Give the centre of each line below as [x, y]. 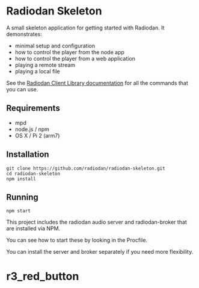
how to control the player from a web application [75, 58]
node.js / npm [32, 129]
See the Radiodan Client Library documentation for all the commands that [97, 83]
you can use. [22, 89]
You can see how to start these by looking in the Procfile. [77, 240]
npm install [21, 179]
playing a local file [37, 71]
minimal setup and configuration [55, 46]
